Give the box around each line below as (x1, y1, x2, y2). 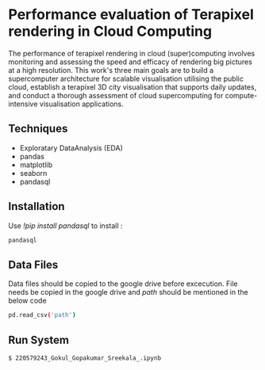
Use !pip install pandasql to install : (8, 220, 123, 231)
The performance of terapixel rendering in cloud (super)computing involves (8, 48, 255, 58)
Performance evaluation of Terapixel (8, 6, 254, 24)
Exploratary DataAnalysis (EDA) (19, 143, 123, 152)
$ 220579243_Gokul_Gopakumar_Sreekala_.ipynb (8, 354, 161, 362)
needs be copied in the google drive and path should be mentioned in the (8, 288, 248, 297)
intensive (8, 99, 38, 109)
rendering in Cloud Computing (8, 22, 213, 40)
